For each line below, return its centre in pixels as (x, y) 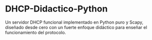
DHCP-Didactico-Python (57, 9)
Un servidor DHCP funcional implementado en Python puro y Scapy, (74, 22)
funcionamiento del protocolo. (36, 32)
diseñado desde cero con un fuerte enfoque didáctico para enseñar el (76, 27)
